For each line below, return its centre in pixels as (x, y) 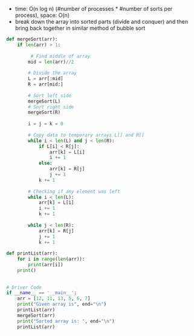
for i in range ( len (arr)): (51, 259)
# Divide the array (53, 73)
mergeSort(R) (44, 113)
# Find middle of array (60, 56)
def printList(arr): (32, 254)
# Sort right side (51, 107)
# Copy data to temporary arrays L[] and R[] (86, 135)
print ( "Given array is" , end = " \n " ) (62, 304)
